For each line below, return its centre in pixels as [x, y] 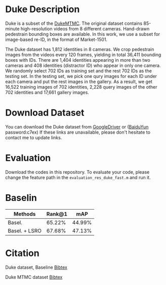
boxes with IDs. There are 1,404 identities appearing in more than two [78, 60]
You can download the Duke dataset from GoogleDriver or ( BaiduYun [77, 127]
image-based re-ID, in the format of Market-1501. [56, 39]
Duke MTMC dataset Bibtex [34, 277]
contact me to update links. [34, 137]
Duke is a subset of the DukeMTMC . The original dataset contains [74, 23]
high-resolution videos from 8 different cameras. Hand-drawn [85, 28]
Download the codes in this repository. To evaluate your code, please [77, 172]
